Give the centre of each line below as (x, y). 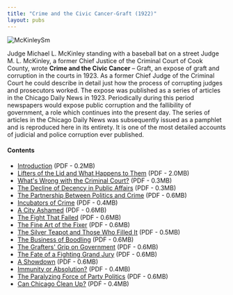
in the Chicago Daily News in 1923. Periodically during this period (101, 97)
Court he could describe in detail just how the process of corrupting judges (115, 83)
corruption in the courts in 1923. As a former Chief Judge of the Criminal (111, 75)
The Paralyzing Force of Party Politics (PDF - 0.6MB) (93, 276)
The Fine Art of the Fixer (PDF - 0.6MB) (74, 225)
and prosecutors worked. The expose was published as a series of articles (114, 90)
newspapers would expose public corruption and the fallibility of (99, 105)
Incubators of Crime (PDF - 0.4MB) (67, 203)
